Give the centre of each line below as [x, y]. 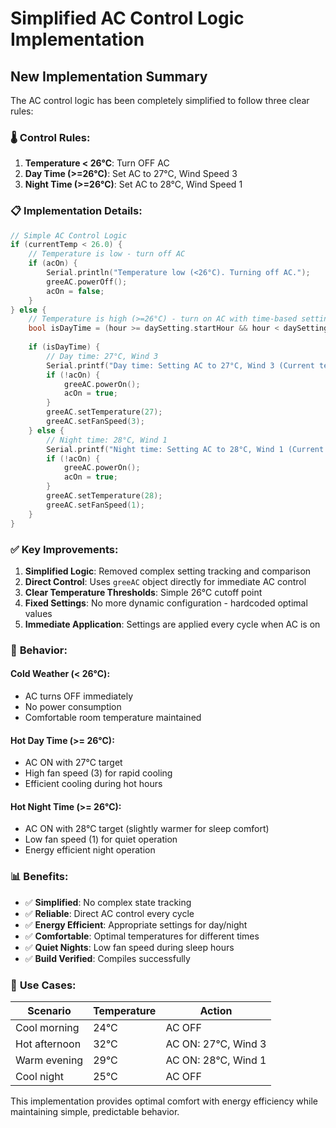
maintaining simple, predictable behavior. [95, 1112]
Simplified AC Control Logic [127, 18]
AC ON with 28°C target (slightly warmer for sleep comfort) [147, 829]
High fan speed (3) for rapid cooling [98, 773]
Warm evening [49, 1060]
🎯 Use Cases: [43, 985]
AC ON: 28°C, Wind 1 [216, 1060]
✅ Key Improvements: [64, 549]
